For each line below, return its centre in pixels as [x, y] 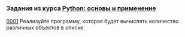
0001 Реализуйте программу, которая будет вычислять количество [92, 21]
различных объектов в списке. [46, 27]
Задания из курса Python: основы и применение [81, 8]
